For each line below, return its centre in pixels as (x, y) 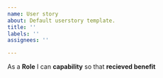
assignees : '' (28, 40)
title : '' (22, 27)
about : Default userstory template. (61, 21)
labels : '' (23, 34)
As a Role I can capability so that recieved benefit (81, 67)
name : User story (33, 14)
